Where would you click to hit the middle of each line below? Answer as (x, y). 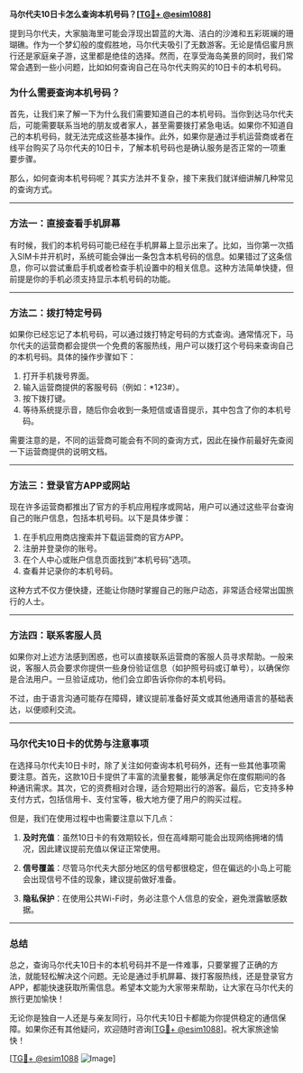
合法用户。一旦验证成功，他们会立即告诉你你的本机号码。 (124, 679)
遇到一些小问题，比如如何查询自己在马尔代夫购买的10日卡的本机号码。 (156, 67)
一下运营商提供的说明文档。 (61, 451)
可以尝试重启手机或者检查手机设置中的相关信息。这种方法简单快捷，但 (163, 267)
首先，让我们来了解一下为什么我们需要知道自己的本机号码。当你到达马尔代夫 (151, 114)
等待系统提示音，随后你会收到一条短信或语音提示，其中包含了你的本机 (153, 409)
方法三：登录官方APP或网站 (70, 485)
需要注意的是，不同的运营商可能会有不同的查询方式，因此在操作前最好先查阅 (151, 440)
